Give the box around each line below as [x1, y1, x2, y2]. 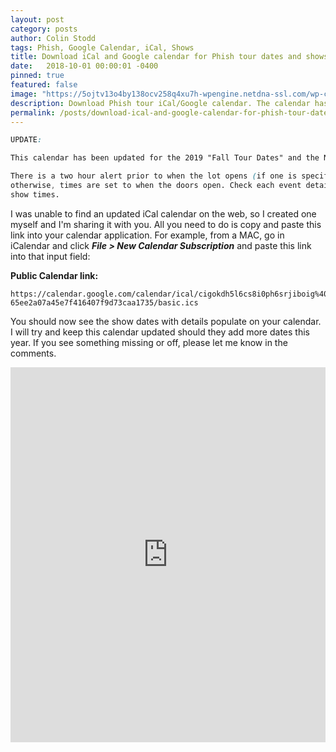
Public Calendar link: [10, 269, 99, 281]
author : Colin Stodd [10, 33, 97, 43]
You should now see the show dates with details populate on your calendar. [10, 315, 322, 327]
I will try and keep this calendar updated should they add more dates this [10, 326, 310, 338]
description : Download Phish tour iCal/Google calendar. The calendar [10, 98, 311, 108]
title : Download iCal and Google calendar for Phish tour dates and [10, 52, 302, 62]
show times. [10, 189, 60, 200]
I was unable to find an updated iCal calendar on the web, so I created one [10, 207, 317, 220]
